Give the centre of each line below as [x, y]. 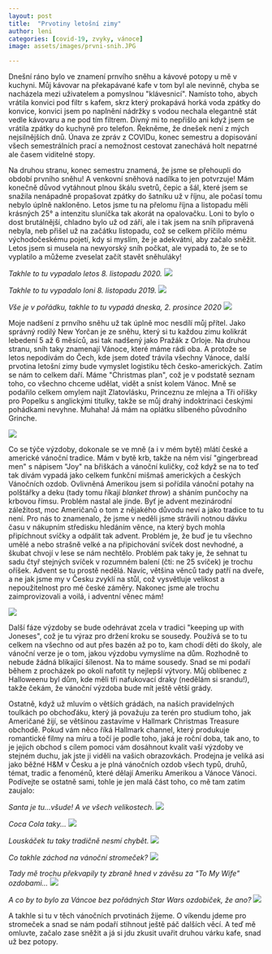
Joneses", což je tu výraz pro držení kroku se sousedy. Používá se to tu [128, 636]
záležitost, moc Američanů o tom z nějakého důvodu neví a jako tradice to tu [136, 510]
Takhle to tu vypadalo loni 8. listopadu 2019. [82, 291]
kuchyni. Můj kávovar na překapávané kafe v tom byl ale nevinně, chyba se [134, 86]
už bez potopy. [33, 942]
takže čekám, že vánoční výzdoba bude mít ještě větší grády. [110, 688]
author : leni [30, 31]
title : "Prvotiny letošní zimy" [65, 24]
